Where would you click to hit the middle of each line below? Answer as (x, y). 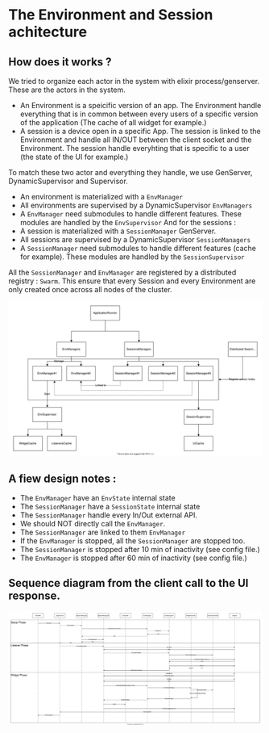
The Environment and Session (111, 15)
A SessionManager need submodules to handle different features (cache (138, 248)
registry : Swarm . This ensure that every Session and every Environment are (132, 281)
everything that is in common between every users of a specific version (139, 114)
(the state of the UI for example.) (74, 157)
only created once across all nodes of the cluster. (90, 289)
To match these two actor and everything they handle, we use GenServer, (130, 172)
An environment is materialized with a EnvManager (101, 197)
